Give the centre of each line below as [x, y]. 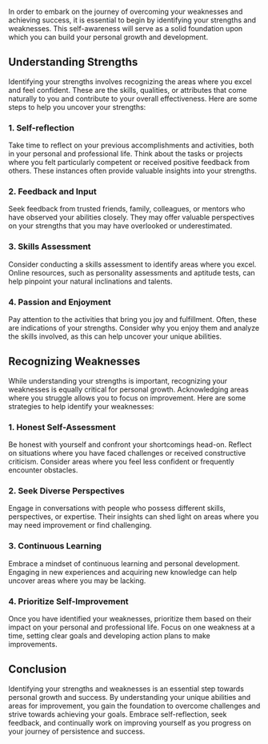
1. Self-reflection [41, 127]
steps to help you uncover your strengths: [77, 107]
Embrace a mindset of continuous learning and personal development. [124, 563]
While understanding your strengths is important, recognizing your [118, 380]
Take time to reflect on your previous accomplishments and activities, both [131, 145]
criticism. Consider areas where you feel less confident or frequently [121, 462]
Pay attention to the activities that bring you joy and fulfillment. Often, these [133, 319]
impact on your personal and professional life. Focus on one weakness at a [132, 627]
